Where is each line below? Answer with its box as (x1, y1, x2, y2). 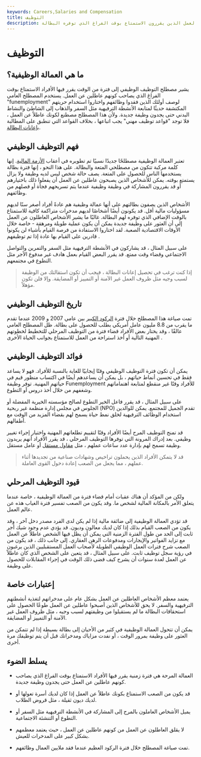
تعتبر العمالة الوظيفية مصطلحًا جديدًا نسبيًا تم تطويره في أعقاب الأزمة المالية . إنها (7, 157, 185, 164)
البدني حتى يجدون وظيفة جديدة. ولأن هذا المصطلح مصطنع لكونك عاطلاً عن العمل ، (7, 111, 190, 118)
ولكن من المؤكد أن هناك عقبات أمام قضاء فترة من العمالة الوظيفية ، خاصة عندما (7, 493, 185, 500)
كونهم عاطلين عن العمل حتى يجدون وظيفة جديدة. (15, 678, 126, 686)
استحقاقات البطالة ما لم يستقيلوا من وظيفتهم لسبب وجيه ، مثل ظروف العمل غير (7, 608, 186, 615)
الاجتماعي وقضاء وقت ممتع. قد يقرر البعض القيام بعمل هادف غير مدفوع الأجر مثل (7, 250, 187, 258)
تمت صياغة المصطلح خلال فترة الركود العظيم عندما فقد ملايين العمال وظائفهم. (15, 744, 190, 751)
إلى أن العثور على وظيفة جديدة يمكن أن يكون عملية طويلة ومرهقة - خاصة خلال (7, 220, 183, 227)
